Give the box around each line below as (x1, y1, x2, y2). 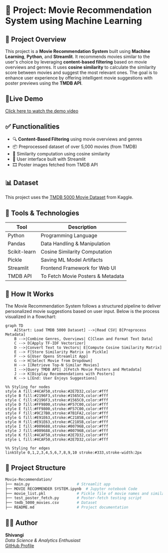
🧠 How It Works (5, 289, 54, 298)
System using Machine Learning (5, 15, 142, 26)
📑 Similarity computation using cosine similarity (12, 150, 110, 156)
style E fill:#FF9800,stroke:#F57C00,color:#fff (5, 406, 108, 411)
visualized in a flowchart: (5, 313, 56, 319)
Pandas (7, 240, 25, 247)
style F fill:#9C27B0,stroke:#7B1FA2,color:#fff (5, 411, 108, 416)
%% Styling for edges (5, 446, 50, 451)
